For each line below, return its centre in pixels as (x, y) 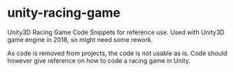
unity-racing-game (64, 13)
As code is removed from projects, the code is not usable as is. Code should (117, 53)
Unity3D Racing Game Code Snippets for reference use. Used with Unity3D (116, 32)
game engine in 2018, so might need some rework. (80, 39)
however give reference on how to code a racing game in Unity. (99, 60)
